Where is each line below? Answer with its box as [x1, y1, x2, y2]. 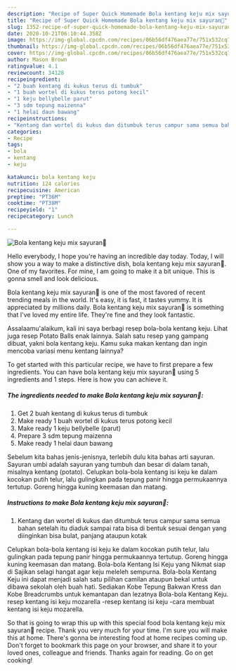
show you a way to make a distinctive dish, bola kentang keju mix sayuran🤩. [7, 259, 227, 268]
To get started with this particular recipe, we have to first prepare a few [7, 360, 214, 368]
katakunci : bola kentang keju [7, 173, 96, 180]
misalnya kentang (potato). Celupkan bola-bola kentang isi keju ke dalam [7, 468, 218, 476]
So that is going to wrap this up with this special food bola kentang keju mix [7, 618, 226, 627]
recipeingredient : [7, 75, 61, 83]
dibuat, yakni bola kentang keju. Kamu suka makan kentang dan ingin [7, 339, 208, 347]
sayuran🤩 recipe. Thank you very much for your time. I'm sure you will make [7, 626, 228, 634]
